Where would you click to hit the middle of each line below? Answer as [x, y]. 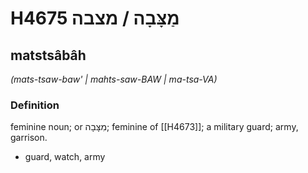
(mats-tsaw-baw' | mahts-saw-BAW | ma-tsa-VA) [114, 79]
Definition [35, 105]
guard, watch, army [65, 157]
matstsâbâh [48, 55]
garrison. [29, 138]
